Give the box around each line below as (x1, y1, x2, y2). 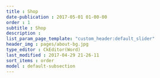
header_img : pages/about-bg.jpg (6, 42, 89, 48)
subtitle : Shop (6, 25, 46, 31)
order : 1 (6, 19, 31, 25)
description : (6, 30, 41, 36)
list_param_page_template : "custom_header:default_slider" (6, 36, 155, 42)
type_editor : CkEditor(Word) (6, 47, 81, 53)
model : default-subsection (6, 63, 76, 69)
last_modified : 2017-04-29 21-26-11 (6, 52, 100, 58)
